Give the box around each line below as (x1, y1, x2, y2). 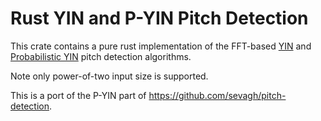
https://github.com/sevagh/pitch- (148, 89, 287, 101)
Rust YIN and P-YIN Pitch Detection (10, 7, 309, 30)
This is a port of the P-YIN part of (10, 89, 147, 101)
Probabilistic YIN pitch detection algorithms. (10, 50, 192, 62)
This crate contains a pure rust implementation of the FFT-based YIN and (10, 40, 312, 52)
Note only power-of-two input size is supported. (10, 70, 209, 82)
